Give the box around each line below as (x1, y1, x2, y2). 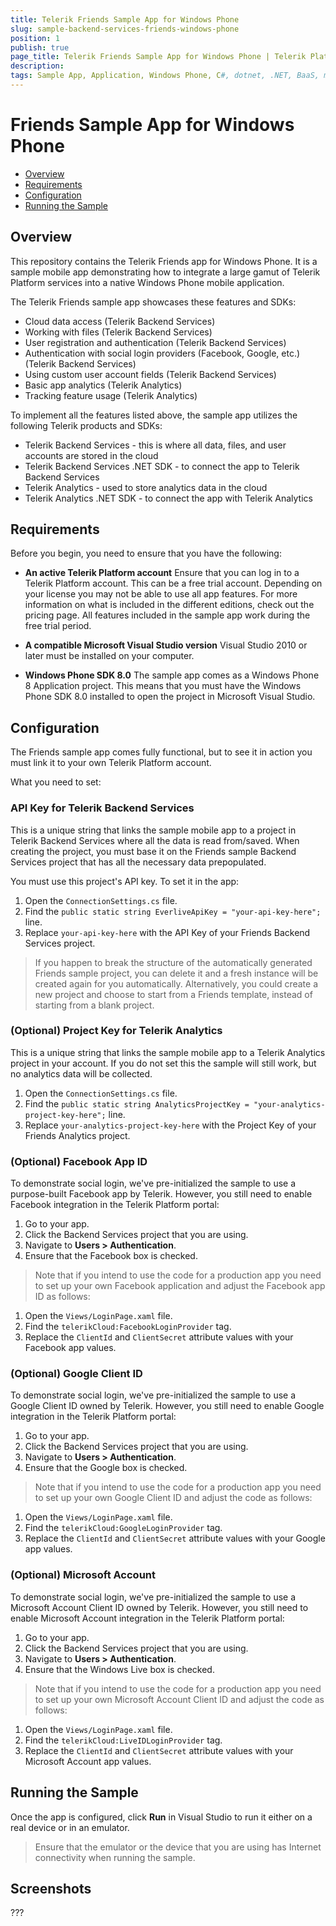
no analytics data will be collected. (10, 1067, 153, 1080)
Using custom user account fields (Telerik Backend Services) (24, 368, 277, 380)
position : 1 (10, 33, 60, 43)
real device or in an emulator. (10, 1821, 130, 1833)
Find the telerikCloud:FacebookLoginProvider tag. (24, 1321, 232, 1333)
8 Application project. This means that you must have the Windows (24, 680, 302, 692)
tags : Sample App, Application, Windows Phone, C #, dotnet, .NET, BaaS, (10, 71, 320, 81)
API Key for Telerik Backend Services (10, 801, 195, 815)
